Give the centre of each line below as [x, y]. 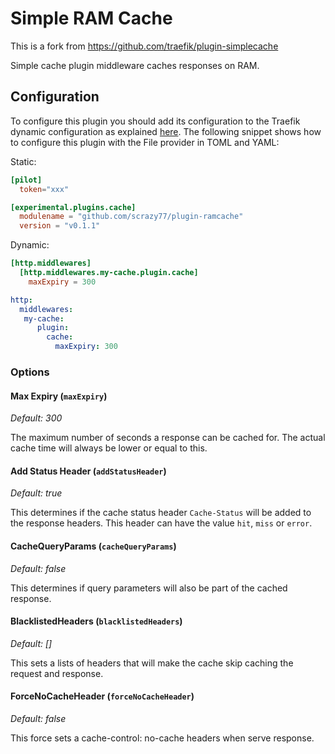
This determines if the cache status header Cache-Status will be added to [161, 513]
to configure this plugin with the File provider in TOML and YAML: [145, 142]
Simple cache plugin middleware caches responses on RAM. [135, 65]
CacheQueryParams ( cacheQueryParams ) [93, 546]
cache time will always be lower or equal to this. [109, 448]
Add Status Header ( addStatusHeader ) [88, 471]
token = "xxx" [44, 189]
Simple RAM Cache [91, 18]
